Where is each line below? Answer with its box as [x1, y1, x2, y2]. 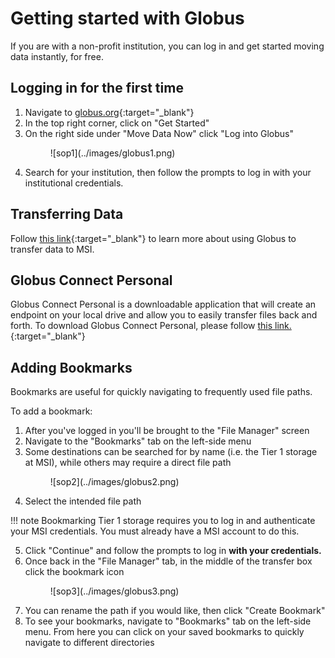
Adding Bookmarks [10, 359, 133, 376]
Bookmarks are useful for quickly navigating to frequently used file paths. [10, 386, 313, 398]
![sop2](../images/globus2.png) [49, 476, 180, 488]
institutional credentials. [24, 177, 124, 189]
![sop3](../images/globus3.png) [49, 585, 180, 597]
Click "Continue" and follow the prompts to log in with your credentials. [24, 545, 322, 557]
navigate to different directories [24, 637, 155, 649]
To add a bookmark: [10, 405, 93, 417]
